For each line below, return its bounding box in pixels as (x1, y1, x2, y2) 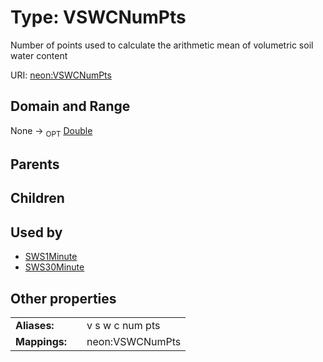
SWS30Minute (24, 261, 85, 273)
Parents (10, 156, 60, 173)
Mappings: (15, 334, 68, 348)
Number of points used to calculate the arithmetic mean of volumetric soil (10, 39, 314, 51)
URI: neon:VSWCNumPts (10, 69, 112, 81)
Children (10, 190, 65, 207)
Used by (10, 224, 63, 241)
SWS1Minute (24, 251, 78, 263)
